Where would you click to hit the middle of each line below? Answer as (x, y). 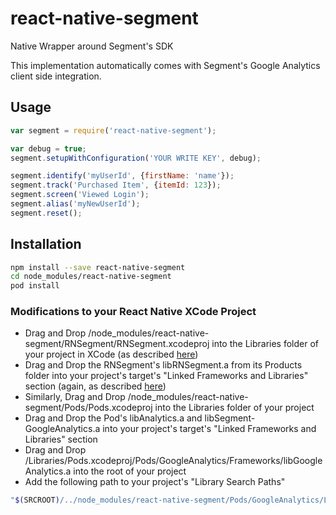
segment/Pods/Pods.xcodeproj (88, 408)
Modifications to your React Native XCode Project (133, 312)
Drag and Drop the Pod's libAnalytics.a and (113, 418)
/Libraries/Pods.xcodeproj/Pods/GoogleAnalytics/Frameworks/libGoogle (173, 461)
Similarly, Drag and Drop (75, 397)
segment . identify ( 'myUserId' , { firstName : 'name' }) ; (122, 176)
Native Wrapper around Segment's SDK (92, 46)
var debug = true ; (48, 148)
